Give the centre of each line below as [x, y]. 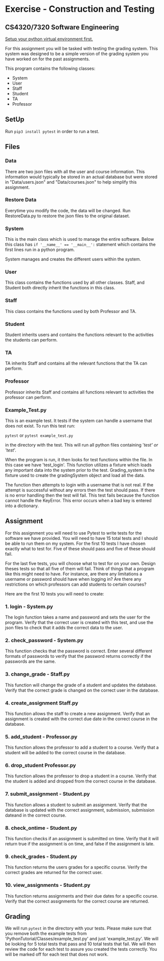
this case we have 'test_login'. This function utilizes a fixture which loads [78, 465]
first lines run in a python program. [40, 250]
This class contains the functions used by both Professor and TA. [71, 311]
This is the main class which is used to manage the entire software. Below [80, 239]
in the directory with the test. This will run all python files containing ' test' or [82, 445]
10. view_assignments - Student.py [48, 885]
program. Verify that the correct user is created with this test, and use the [79, 622]
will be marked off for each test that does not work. [57, 955]
